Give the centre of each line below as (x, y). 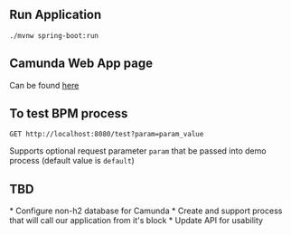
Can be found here (44, 85)
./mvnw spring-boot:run (54, 35)
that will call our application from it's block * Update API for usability (136, 221)
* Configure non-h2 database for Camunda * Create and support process (146, 211)
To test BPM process (69, 113)
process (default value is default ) (72, 161)
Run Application (56, 15)
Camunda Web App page (81, 64)
